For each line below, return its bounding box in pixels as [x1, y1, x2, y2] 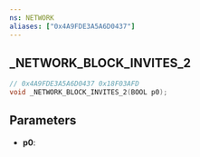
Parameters [9, 113, 77, 128]
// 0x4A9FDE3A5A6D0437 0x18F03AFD [9, 79, 140, 89]
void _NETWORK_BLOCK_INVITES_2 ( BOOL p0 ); [9, 88, 168, 97]
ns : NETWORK [9, 13, 54, 23]
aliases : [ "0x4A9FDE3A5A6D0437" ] [9, 22, 136, 31]
